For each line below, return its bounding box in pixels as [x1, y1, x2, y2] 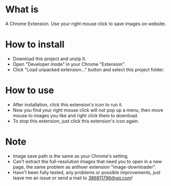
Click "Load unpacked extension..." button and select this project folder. [12, 66, 165, 72]
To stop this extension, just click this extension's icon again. [12, 118, 139, 124]
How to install [5, 39, 65, 50]
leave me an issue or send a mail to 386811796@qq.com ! [12, 175, 133, 181]
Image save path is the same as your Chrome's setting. [12, 153, 129, 159]
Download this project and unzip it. [12, 55, 87, 62]
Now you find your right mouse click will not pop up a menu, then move [12, 107, 164, 113]
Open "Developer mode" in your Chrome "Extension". [12, 61, 126, 67]
